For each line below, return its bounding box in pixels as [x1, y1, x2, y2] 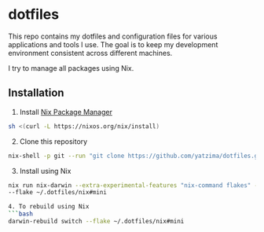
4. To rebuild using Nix [8, 203, 90, 211]
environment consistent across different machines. [8, 48, 173, 57]
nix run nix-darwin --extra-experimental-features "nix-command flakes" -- [8, 181, 262, 190]
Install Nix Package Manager [19, 107, 112, 116]
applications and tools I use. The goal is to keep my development [8, 39, 218, 49]
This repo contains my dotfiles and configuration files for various [8, 31, 218, 41]
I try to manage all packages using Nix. [8, 63, 134, 72]
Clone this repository [19, 136, 88, 146]
